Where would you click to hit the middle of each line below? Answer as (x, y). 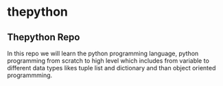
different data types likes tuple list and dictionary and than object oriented (111, 68)
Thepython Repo (44, 37)
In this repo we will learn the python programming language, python (103, 53)
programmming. (30, 75)
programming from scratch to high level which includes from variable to (108, 61)
